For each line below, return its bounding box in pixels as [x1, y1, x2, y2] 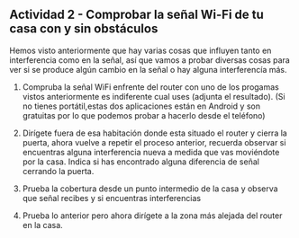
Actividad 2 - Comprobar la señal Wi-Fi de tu [9, 7, 264, 22]
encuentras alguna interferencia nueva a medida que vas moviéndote [22, 146, 280, 157]
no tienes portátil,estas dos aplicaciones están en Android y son [22, 101, 261, 111]
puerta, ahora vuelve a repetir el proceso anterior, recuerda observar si [22, 137, 286, 147]
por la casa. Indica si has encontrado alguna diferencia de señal [22, 156, 259, 167]
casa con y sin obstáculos [9, 22, 159, 37]
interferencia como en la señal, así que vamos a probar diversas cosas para [9, 54, 290, 66]
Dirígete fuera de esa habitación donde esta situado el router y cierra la [22, 128, 288, 138]
